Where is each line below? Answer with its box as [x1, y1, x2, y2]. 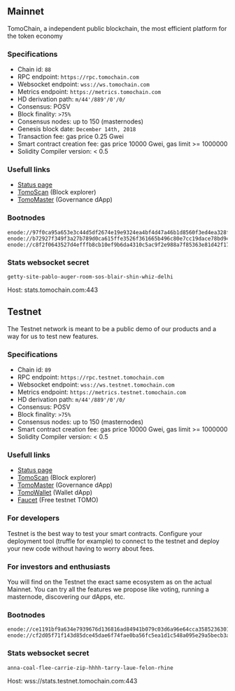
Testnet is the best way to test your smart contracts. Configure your [7, 529, 203, 537]
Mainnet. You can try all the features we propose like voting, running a [7, 585, 210, 593]
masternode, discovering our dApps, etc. [7, 593, 126, 601]
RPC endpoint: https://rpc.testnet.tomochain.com [17, 373, 164, 382]
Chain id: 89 [17, 365, 52, 374]
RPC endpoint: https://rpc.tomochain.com [17, 73, 140, 81]
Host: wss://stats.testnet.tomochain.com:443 [7, 676, 138, 685]
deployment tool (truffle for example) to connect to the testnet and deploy [7, 537, 220, 545]
